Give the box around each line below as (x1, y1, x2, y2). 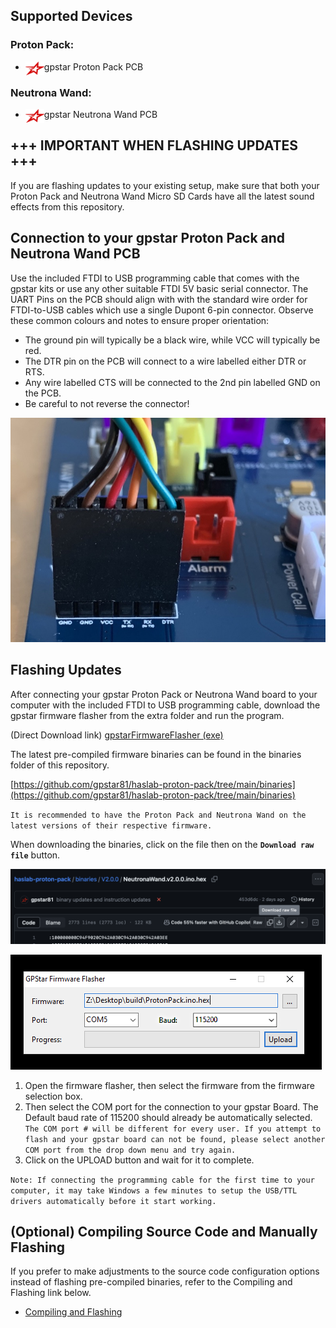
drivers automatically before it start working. (10, 1196, 217, 1206)
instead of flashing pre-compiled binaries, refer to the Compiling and (10, 1276, 293, 1288)
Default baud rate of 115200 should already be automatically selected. (24, 1111, 313, 1123)
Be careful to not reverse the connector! (24, 397, 190, 409)
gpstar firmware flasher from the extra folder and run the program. (10, 709, 285, 721)
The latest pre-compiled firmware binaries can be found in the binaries (10, 748, 302, 760)
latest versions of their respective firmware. (10, 820, 213, 831)
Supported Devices (10, 8, 133, 25)
